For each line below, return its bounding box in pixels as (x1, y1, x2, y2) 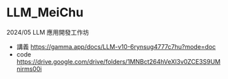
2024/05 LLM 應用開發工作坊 (6, 28, 90, 36)
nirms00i (16, 65, 42, 73)
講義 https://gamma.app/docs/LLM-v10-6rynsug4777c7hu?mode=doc (16, 42, 216, 50)
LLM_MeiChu (6, 5, 84, 20)
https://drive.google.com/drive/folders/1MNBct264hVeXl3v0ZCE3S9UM (16, 57, 221, 65)
